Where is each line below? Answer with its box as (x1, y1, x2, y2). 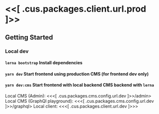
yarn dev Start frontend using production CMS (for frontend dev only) (5, 71, 149, 76)
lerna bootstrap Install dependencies (5, 60, 83, 66)
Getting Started (5, 33, 53, 41)
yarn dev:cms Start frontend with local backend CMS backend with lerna (5, 82, 154, 88)
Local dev (5, 48, 29, 55)
